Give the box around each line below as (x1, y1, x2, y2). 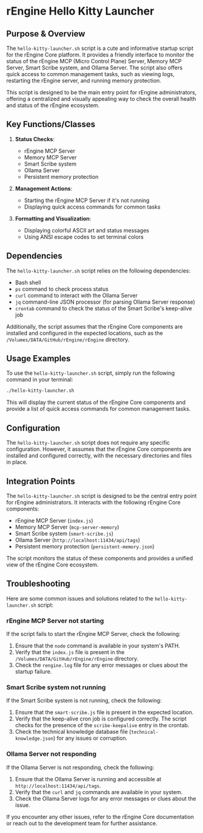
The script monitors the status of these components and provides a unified (6, 554, 193, 562)
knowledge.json (15, 736, 54, 742)
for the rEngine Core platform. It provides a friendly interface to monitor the (6, 51, 194, 58)
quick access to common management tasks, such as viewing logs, (6, 71, 175, 77)
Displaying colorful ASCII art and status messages (24, 226, 150, 234)
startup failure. (15, 668, 52, 675)
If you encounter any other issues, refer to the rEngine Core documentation (6, 813, 195, 820)
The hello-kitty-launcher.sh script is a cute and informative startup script (6, 44, 194, 52)
